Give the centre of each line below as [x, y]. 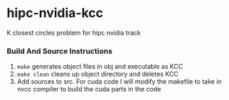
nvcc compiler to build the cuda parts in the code [89, 89]
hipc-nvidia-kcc [55, 13]
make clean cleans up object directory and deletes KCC [97, 74]
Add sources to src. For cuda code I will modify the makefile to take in [119, 82]
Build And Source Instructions [60, 51]
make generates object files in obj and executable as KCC [100, 67]
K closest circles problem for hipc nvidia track [74, 33]
